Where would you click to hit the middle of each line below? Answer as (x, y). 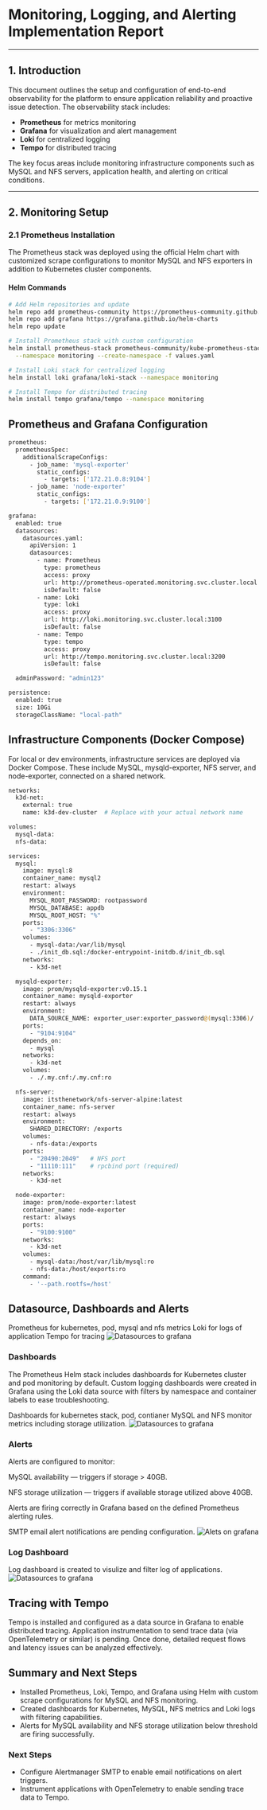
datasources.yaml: (53, 538)
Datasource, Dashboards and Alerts (99, 1309)
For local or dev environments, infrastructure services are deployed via (124, 759)
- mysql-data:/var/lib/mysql (77, 945)
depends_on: (42, 1040)
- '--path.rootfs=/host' (70, 1284)
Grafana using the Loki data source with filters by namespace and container (132, 1391)
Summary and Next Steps (73, 1673)
